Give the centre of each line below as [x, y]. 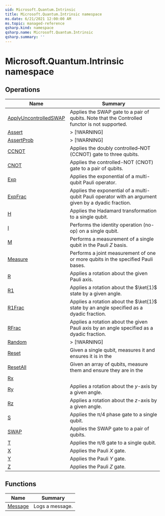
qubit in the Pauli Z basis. [98, 245]
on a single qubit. [99, 231]
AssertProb [21, 140]
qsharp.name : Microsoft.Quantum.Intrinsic [49, 32]
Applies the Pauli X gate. [98, 451]
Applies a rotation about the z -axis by [113, 400]
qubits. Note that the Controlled [106, 118]
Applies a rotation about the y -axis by [113, 386]
